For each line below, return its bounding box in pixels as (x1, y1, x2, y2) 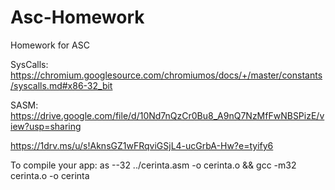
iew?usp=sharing (10, 120, 82, 132)
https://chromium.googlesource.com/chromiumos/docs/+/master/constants (10, 69, 323, 81)
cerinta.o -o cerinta (10, 169, 90, 181)
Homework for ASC (10, 39, 90, 51)
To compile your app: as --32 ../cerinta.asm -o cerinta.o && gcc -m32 (10, 159, 297, 171)
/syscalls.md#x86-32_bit (10, 79, 113, 91)
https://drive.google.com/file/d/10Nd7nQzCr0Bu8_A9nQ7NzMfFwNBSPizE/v (10, 109, 325, 121)
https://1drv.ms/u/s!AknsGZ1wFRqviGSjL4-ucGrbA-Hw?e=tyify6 (10, 139, 274, 151)
